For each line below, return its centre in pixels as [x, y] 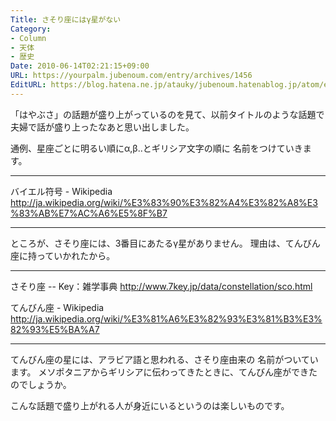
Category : [31, 29]
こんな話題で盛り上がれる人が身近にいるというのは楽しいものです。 [150, 405]
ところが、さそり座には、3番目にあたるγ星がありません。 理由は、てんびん [165, 243]
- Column [28, 38]
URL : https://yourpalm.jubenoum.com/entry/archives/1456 [131, 76]
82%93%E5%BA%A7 [55, 329]
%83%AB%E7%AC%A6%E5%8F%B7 [89, 213]
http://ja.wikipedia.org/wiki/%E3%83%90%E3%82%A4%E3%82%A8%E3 [164, 202]
